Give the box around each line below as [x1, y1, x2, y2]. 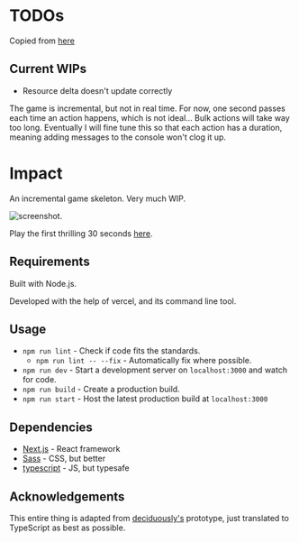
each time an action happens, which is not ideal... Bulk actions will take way [9, 112, 290, 123]
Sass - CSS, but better [22, 453, 106, 464]
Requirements [9, 254, 90, 270]
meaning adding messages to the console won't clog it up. [9, 132, 227, 142]
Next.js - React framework [22, 444, 121, 455]
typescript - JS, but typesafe [22, 463, 130, 473]
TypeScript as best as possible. [9, 522, 126, 533]
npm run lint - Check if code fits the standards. [22, 345, 201, 356]
